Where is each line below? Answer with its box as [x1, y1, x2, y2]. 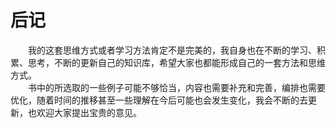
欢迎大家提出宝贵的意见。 [36, 106, 142, 118]
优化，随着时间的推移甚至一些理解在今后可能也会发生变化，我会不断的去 [10, 94, 308, 106]
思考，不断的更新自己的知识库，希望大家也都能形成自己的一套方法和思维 [27, 56, 326, 68]
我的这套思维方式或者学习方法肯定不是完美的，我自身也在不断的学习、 [28, 44, 317, 56]
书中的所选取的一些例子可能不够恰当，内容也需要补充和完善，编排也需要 [28, 81, 326, 93]
